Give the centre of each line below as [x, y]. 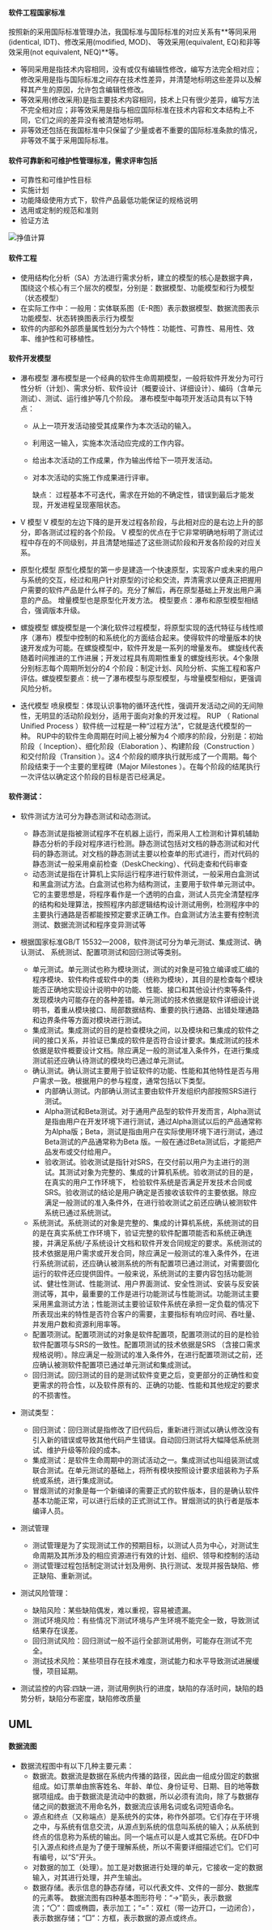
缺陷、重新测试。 [68, 1576]
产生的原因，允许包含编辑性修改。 [91, 90]
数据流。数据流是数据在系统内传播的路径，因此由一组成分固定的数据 [146, 1776]
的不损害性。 [53, 1395]
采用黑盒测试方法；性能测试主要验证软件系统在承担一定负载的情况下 [146, 1304]
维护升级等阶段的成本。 [86, 1450]
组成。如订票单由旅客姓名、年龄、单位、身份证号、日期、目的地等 [142, 1786]
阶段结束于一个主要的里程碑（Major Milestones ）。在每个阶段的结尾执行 [140, 766]
